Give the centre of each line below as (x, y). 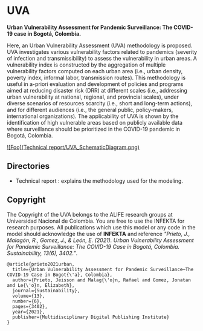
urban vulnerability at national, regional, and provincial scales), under (93, 97)
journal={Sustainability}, (46, 290)
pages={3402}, (30, 306)
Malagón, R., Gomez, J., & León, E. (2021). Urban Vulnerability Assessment (100, 240)
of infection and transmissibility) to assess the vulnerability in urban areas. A (102, 58)
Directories (28, 166)
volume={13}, (29, 296)
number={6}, (27, 301)
